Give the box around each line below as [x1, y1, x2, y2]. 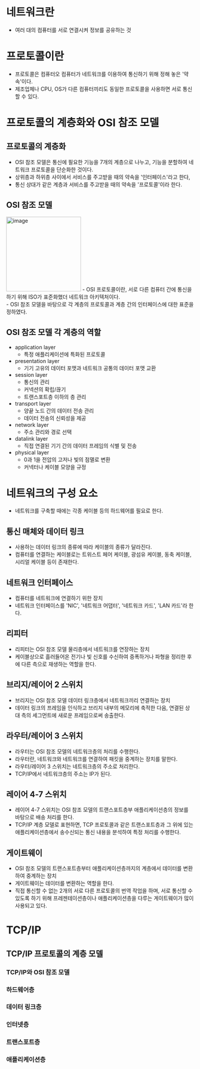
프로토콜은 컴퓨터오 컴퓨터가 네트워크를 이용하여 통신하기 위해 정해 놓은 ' [14, 70, 184, 78]
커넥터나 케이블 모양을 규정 [23, 463, 87, 471]
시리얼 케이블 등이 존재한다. [14, 558, 79, 566]
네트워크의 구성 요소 [6, 486, 99, 500]
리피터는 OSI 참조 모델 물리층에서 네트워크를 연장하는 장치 [14, 646, 150, 653]
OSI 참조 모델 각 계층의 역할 [6, 327, 101, 337]
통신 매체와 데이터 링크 [6, 526, 85, 536]
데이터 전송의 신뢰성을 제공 [23, 414, 87, 422]
